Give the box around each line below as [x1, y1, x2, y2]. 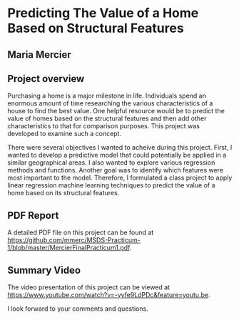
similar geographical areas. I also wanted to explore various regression [7, 158, 215, 167]
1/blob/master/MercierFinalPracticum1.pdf [7, 244, 131, 252]
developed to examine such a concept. [7, 130, 122, 138]
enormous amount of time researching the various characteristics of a [7, 99, 213, 108]
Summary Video [7, 264, 81, 276]
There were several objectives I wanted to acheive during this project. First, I [7, 143, 233, 152]
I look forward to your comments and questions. [7, 304, 148, 313]
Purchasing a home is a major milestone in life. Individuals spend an [7, 91, 207, 100]
